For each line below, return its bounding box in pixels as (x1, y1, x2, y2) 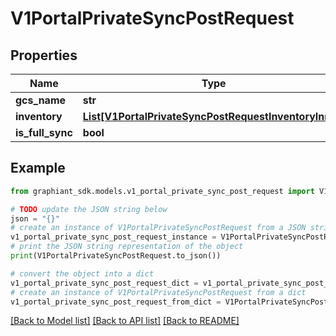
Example (10, 160, 66, 177)
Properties (10, 47, 78, 64)
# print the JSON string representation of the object (10, 242, 244, 252)
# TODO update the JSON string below (10, 204, 168, 214)
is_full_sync (15, 126, 73, 139)
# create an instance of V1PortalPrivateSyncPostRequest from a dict (10, 287, 307, 297)
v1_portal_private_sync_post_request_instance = (10, 232, 217, 242)
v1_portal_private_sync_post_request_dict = (10, 278, 199, 288)
